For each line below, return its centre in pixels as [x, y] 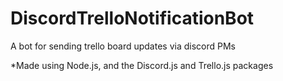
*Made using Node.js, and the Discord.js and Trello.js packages [142, 65]
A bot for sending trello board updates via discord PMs [123, 46]
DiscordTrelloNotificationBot [132, 18]
